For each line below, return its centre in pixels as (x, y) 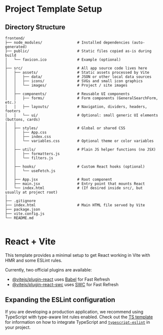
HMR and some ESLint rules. (34, 260)
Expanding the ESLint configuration (60, 300)
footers (13, 111)
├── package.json (23, 209)
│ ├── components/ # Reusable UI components (68, 94)
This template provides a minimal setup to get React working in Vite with (78, 255)
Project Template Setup (54, 9)
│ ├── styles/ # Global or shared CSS (65, 128)
